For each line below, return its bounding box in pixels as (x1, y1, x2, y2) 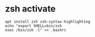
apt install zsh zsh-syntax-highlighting (5, 19, 91, 24)
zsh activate (5, 3, 56, 14)
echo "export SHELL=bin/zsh (5, 23, 62, 28)
